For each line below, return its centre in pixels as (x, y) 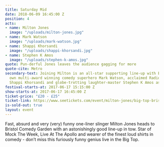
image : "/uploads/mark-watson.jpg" (46, 42)
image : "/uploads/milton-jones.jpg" (47, 32)
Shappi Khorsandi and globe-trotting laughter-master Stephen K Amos (82, 82)
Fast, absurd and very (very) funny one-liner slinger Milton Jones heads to (80, 123)
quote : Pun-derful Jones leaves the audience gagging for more (71, 64)
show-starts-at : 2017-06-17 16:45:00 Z (46, 92)
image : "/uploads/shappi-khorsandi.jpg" (51, 50)
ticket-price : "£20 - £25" (32, 96)
